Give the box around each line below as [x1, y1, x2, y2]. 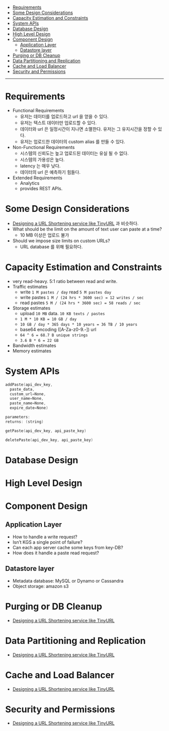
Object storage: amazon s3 [12, 583, 69, 589]
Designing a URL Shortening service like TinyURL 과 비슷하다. [12, 220, 139, 226]
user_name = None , [10, 396, 44, 401]
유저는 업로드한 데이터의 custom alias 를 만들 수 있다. [20, 138, 125, 144]
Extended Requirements [12, 175, 63, 181]
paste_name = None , [10, 401, 46, 406]
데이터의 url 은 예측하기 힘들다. [20, 169, 81, 175]
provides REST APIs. [20, 185, 63, 191]
